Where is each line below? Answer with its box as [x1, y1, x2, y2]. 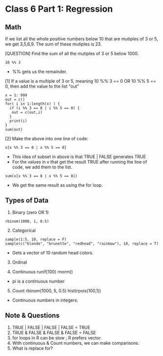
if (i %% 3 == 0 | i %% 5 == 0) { [9, 106, 80, 111]
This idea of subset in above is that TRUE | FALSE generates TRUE [12, 154, 146, 160]
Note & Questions [5, 311, 60, 320]
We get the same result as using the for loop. [12, 182, 103, 188]
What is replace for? [12, 345, 53, 351]
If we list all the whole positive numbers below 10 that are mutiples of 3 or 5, [5, 36, 158, 42]
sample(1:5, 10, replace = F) [5, 237, 67, 242]
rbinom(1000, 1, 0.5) [5, 219, 49, 224]
